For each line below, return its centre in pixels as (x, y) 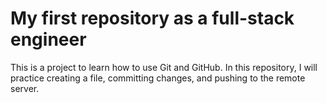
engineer (48, 39)
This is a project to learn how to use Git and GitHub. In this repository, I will (164, 67)
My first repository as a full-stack (152, 18)
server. (25, 88)
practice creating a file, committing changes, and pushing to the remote (158, 78)
